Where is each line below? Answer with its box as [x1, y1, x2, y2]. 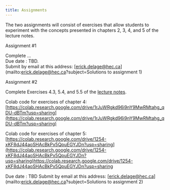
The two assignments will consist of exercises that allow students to [5, 22, 149, 28]
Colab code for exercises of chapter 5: [5, 130, 87, 137]
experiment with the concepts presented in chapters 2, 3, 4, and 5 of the [5, 27, 159, 33]
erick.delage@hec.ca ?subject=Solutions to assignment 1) [21, 69, 142, 75]
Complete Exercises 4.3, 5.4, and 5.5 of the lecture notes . [5, 88, 127, 95]
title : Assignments [5, 7, 47, 13]
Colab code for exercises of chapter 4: [5, 99, 87, 105]
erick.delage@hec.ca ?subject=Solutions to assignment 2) [21, 178, 143, 185]
